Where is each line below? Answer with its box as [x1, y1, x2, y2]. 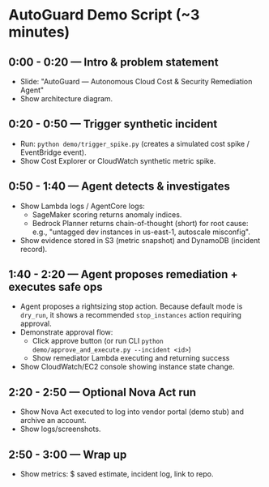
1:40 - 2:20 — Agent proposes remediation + [8, 267, 238, 281]
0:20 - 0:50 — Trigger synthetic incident [8, 117, 218, 131]
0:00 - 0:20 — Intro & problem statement [8, 55, 219, 69]
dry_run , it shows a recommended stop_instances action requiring [19, 310, 241, 320]
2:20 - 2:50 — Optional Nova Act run [8, 385, 197, 399]
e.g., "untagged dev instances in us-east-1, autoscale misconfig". [32, 227, 251, 237]
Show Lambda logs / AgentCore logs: [19, 201, 146, 211]
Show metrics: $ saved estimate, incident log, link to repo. [19, 469, 214, 479]
